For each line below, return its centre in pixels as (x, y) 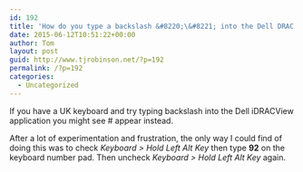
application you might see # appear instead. (92, 120)
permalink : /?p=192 (46, 69)
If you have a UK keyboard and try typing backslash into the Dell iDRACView (152, 110)
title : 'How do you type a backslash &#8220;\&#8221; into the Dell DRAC (152, 26)
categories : (32, 77)
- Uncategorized (48, 85)
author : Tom (32, 43)
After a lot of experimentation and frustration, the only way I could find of (146, 138)
